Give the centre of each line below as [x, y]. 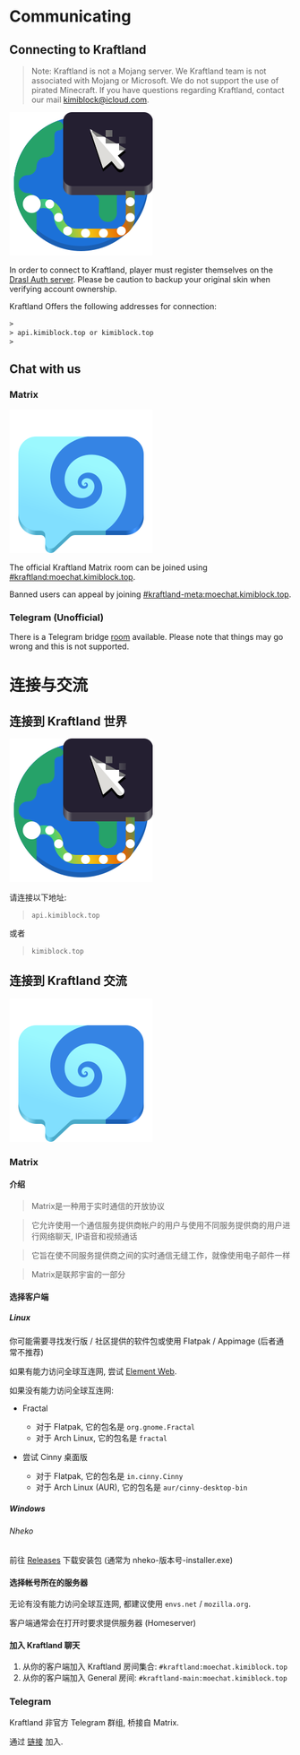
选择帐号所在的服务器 [48, 1582]
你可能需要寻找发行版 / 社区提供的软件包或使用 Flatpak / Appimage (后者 [143, 1341]
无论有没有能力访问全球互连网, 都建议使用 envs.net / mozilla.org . [130, 1604]
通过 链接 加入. [36, 1742]
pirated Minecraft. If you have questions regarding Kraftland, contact [158, 90]
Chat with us [45, 369]
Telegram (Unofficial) [57, 618]
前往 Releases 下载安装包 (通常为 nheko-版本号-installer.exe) [121, 1560]
